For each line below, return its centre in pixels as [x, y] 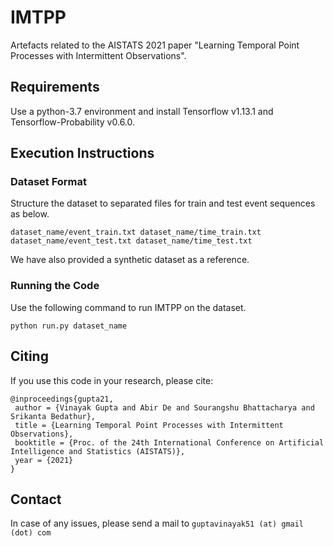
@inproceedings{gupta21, [62, 399]
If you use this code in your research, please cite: [112, 380]
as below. [30, 214]
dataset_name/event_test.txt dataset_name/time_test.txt [131, 241]
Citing [29, 356]
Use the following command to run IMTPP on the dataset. [128, 307]
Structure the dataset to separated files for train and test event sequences [163, 203]
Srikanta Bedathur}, [53, 416]
